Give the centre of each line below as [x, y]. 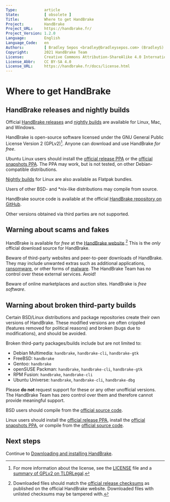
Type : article [33, 10]
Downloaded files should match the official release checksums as [81, 483]
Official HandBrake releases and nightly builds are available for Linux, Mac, [83, 122]
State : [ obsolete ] [39, 15]
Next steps [23, 441]
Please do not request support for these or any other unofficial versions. [81, 390]
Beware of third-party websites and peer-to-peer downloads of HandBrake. [84, 258]
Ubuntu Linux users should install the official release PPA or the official [79, 158]
